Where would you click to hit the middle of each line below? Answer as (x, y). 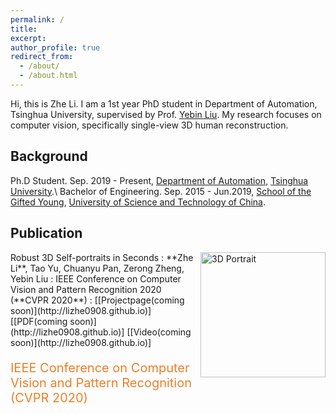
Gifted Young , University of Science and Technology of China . (138, 202)
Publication (46, 233)
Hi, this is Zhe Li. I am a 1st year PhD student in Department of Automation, (164, 103)
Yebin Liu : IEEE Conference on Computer (96, 278)
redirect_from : (42, 57)
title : (24, 29)
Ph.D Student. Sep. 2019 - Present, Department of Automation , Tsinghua (159, 180)
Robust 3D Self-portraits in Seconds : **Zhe (102, 257)
